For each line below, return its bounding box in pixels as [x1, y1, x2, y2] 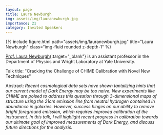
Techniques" [5, 73, 31, 79]
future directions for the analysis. [5, 124, 73, 130]
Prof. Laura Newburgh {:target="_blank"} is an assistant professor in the [5, 53, 149, 59]
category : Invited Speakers [5, 25, 63, 30]
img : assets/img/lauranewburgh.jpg [5, 16, 78, 21]
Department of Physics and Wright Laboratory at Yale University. [5, 59, 136, 65]
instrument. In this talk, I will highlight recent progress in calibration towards [5, 114, 158, 120]
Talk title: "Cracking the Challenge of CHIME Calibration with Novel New [5, 68, 150, 74]
